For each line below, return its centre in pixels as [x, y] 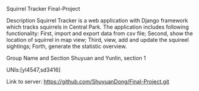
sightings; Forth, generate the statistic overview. [67, 46]
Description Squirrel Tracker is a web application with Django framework [97, 20]
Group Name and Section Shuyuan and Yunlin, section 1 [76, 58]
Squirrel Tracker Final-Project [43, 9]
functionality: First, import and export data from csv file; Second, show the [100, 33]
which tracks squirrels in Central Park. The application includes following [98, 27]
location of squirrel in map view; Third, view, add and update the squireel [98, 40]
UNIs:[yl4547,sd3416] [33, 70]
